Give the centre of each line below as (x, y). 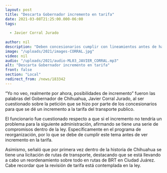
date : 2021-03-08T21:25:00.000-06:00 (44, 19)
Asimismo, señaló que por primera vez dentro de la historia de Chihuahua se (83, 149)
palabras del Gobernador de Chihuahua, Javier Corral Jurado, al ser (75, 98)
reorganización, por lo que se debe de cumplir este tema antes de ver (77, 134)
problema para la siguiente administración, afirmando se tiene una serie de (82, 124)
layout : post (19, 10)
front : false (19, 70)
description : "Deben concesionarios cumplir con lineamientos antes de (81, 47)
